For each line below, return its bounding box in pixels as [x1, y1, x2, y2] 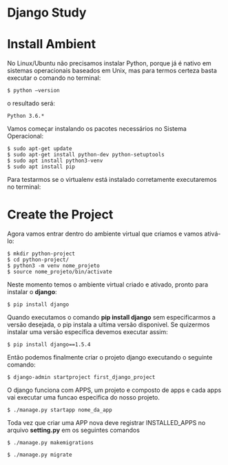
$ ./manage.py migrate [7, 451, 72, 459]
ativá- [204, 229, 221, 238]
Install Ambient [7, 37, 96, 52]
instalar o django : [7, 288, 57, 296]
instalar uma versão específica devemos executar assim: [7, 328, 169, 336]
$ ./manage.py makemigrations [7, 440, 94, 446]
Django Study [7, 5, 87, 21]
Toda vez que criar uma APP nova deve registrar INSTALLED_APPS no [7, 419, 206, 427]
